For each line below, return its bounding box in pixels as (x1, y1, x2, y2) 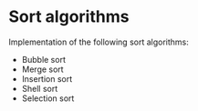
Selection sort (21, 93, 75, 104)
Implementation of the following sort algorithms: (8, 36, 189, 47)
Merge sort (21, 64, 65, 75)
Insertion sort (21, 73, 73, 84)
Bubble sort (21, 54, 66, 65)
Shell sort (21, 83, 58, 94)
